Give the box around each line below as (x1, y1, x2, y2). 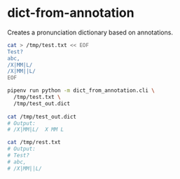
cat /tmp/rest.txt (7, 139, 61, 146)
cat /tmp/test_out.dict (7, 113, 77, 120)
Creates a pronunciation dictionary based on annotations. (7, 28, 174, 37)
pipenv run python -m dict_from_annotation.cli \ (7, 87, 155, 94)
